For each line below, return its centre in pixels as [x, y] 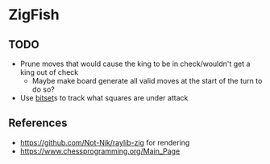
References [38, 123]
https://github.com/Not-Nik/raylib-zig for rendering [105, 142]
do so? [43, 89]
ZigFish [34, 15]
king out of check [49, 72]
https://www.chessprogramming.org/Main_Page [100, 151]
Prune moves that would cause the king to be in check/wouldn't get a [135, 64]
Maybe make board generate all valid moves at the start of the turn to [147, 81]
